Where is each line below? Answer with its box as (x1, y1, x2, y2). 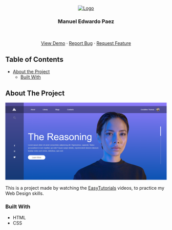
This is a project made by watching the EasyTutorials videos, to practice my (5, 185, 165, 191)
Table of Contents (5, 55, 64, 64)
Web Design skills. (5, 190, 45, 196)
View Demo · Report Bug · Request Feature (40, 40, 132, 46)
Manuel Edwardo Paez (58, 18, 114, 25)
